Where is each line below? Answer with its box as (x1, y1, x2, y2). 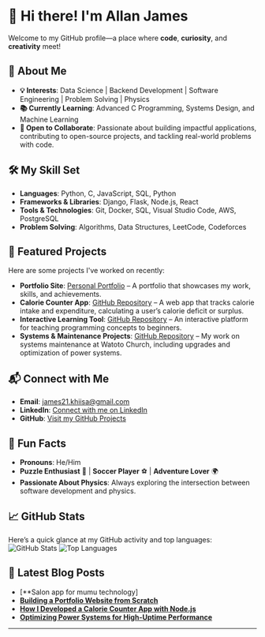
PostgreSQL (19, 213, 59, 223)
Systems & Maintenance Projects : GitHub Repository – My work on (19, 332, 241, 341)
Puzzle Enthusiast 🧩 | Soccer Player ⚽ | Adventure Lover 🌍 (19, 467, 219, 476)
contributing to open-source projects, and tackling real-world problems (19, 131, 252, 141)
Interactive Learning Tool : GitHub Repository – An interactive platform (19, 315, 248, 324)
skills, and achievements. (19, 290, 102, 299)
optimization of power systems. (19, 348, 122, 358)
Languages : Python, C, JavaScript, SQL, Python (19, 189, 177, 198)
